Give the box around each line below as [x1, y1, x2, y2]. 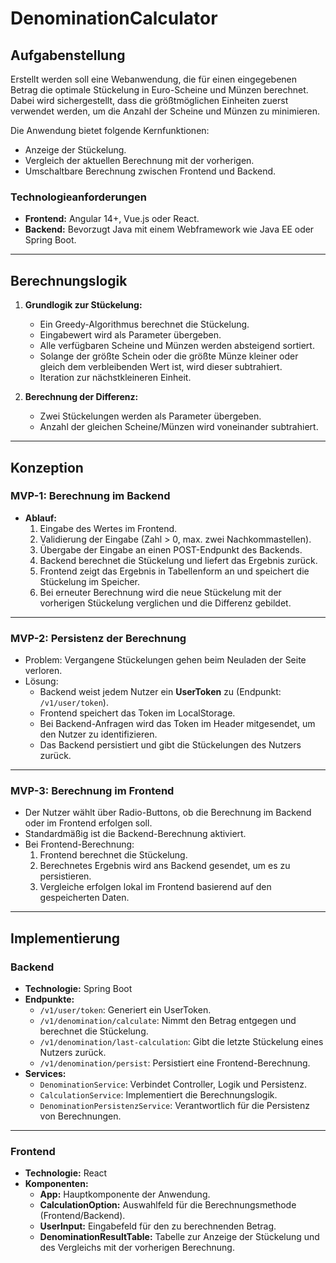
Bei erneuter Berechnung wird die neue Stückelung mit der [39, 586, 282, 598]
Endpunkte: [24, 993, 75, 1006]
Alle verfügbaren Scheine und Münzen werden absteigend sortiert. [39, 340, 315, 352]
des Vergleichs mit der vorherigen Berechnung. [39, 1242, 235, 1254]
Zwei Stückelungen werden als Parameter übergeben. [39, 410, 262, 422]
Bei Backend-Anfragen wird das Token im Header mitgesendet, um [39, 718, 316, 730]
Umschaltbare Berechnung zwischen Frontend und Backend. [24, 165, 277, 177]
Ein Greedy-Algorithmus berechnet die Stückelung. [39, 318, 250, 331]
